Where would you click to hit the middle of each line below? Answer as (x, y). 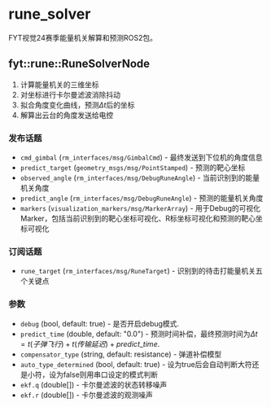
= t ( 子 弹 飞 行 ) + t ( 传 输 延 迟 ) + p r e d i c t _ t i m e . (90, 344)
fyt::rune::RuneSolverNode (79, 64)
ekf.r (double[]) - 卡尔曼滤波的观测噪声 (86, 395)
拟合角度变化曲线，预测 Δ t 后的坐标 (77, 105)
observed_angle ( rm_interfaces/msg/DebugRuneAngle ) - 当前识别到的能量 (140, 178)
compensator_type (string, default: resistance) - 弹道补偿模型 (121, 354)
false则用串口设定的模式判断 (111, 374)
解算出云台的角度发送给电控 (67, 115)
